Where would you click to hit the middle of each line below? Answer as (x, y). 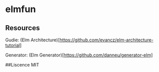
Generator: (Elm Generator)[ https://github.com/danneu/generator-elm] (79, 55)
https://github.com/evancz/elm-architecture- (107, 40)
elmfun (21, 9)
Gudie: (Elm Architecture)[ (33, 40)
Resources (23, 28)
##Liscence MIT (22, 65)
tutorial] (13, 45)
